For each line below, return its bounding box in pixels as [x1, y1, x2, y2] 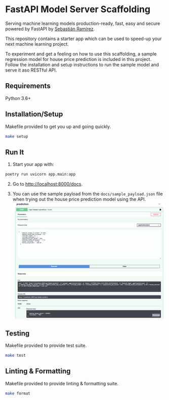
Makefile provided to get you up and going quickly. [5, 123, 111, 129]
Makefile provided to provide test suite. [5, 342, 87, 348]
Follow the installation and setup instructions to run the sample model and [5, 61, 159, 68]
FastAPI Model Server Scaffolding [5, 4, 151, 15]
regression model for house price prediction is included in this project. [5, 56, 152, 62]
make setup [5, 134, 28, 139]
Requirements [5, 82, 51, 90]
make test [5, 353, 26, 358]
